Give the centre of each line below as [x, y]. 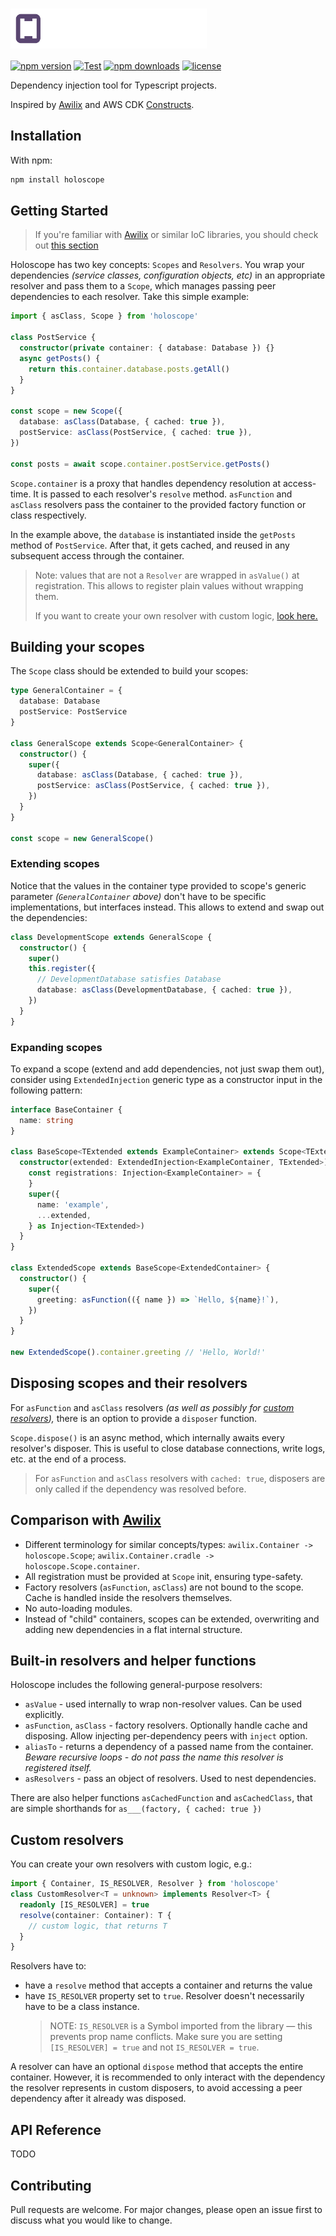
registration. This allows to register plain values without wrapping [169, 585]
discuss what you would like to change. [91, 2220]
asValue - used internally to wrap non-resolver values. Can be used [163, 1704]
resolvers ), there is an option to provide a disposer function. [134, 1418]
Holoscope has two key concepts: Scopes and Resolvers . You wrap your [157, 265]
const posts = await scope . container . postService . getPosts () [140, 464]
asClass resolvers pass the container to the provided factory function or [158, 504]
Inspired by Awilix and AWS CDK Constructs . [102, 104]
